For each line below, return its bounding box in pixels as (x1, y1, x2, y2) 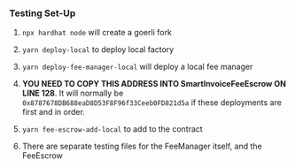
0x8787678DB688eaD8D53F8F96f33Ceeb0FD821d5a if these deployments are (21, 97, 282, 108)
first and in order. (21, 107, 86, 118)
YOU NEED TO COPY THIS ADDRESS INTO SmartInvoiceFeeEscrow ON (21, 79, 286, 89)
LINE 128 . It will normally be (21, 88, 124, 99)
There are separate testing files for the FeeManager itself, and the (21, 141, 263, 152)
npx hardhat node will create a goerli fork (21, 27, 173, 38)
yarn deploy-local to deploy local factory (21, 44, 175, 55)
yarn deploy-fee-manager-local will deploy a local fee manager (21, 61, 253, 73)
